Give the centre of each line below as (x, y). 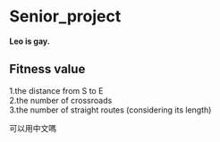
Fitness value (47, 69)
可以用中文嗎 (33, 128)
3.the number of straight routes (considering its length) (110, 110)
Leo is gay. (30, 41)
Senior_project (65, 17)
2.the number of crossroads (61, 100)
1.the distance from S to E (56, 90)
